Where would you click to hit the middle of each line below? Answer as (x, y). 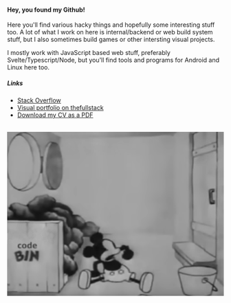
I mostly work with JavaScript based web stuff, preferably (89, 53)
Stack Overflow (39, 100)
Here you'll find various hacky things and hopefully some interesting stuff (111, 25)
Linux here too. (29, 67)
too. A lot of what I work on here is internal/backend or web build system (110, 32)
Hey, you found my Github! (46, 10)
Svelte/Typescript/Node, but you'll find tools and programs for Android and (113, 60)
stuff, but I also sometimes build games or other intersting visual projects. (111, 40)
